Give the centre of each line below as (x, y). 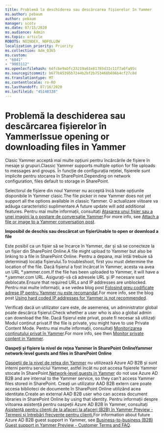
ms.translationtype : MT (29, 78)
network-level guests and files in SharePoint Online (58, 353)
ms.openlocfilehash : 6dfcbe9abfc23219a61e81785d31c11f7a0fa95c (71, 69)
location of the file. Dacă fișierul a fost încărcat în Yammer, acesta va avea (80, 267)
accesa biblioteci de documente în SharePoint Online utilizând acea (73, 389)
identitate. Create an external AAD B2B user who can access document (76, 394)
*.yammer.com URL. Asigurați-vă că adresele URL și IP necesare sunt (75, 277)
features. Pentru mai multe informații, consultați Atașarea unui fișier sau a (79, 211)
